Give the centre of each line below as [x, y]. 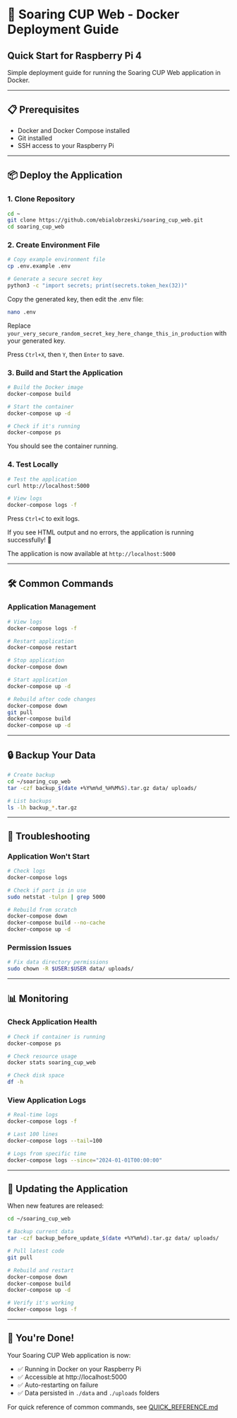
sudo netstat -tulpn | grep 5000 [56, 897]
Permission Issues [39, 948]
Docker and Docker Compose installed [74, 130]
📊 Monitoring [38, 999]
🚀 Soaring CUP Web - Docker [93, 15]
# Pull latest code [36, 1251]
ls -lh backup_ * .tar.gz [42, 807]
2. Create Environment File [54, 245]
